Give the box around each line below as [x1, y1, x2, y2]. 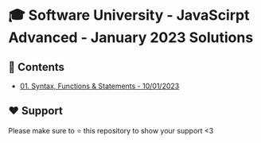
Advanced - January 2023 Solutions [8, 29, 254, 47]
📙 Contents [8, 60, 65, 74]
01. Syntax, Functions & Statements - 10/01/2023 [19, 81, 180, 91]
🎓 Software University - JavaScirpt [8, 6, 250, 25]
